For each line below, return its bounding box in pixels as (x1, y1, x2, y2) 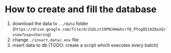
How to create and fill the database (5, 4, 157, 15)
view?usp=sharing (12, 32, 50, 37)
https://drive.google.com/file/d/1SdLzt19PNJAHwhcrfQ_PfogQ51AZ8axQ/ (14, 26, 166, 32)
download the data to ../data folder (12, 20, 88, 26)
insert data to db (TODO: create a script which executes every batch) (12, 42, 159, 48)
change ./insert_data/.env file (12, 37, 79, 43)
